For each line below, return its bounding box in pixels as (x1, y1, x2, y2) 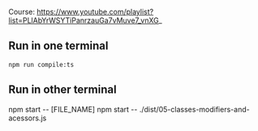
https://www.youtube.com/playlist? (36, 7, 154, 16)
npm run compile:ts (8, 60, 75, 68)
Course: (8, 7, 35, 16)
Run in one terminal (8, 39, 109, 53)
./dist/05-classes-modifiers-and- (139, 104, 250, 114)
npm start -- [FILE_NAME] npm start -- (8, 104, 138, 114)
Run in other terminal (8, 83, 117, 97)
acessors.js (8, 113, 47, 123)
